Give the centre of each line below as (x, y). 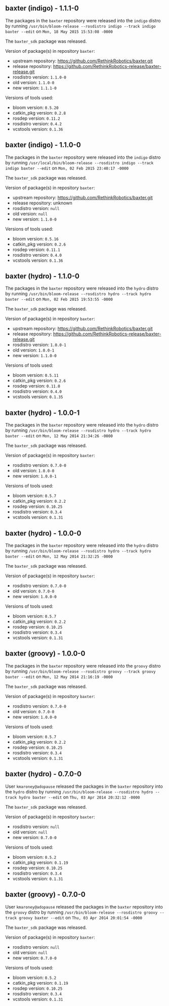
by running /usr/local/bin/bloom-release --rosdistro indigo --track (79, 162)
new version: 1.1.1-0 (34, 88)
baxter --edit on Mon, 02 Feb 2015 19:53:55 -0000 (59, 299)
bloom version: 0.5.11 (36, 375)
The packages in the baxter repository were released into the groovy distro (83, 666)
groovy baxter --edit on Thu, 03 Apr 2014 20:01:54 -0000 (80, 917)
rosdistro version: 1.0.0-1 (39, 345)
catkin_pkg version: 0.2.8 (39, 113)
